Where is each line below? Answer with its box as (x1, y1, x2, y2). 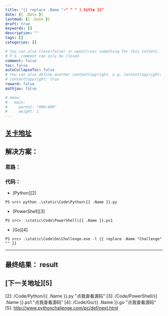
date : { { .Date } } (5, 12, 43, 17)
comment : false (5, 58, 37, 63)
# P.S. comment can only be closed (5, 53, 79, 58)
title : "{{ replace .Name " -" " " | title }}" (5, 7, 104, 12)
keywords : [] (5, 26, 32, 31)
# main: (5, 99, 26, 105)
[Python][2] (12, 190, 36, 196)
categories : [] (5, 40, 37, 45)
